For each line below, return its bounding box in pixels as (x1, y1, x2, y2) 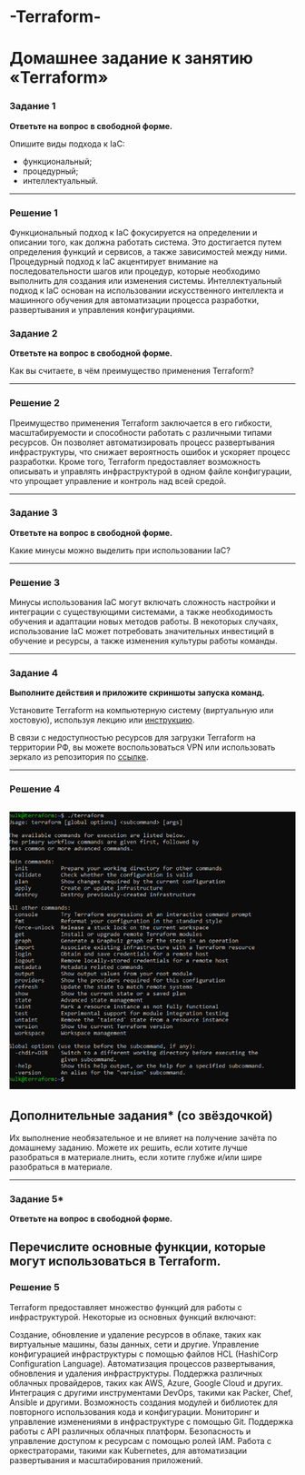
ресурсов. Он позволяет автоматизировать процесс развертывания (9, 437, 275, 448)
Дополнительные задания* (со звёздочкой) (9, 1108, 273, 1124)
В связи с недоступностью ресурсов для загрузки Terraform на (9, 732, 256, 743)
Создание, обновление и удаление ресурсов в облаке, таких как (9, 1329, 261, 1339)
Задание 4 (9, 667, 59, 680)
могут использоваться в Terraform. (9, 1254, 221, 1269)
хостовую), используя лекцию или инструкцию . (9, 714, 195, 725)
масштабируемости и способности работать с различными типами (9, 427, 272, 438)
